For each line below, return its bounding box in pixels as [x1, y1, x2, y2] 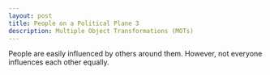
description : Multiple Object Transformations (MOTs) [8, 27, 195, 35]
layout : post [8, 11, 53, 20]
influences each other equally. [8, 57, 109, 67]
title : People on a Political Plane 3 [8, 19, 139, 27]
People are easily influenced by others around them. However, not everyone [8, 49, 263, 59]
